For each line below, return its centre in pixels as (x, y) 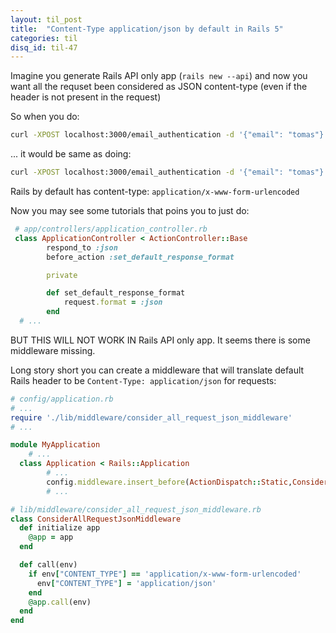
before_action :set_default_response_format (140, 257)
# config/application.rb (62, 399)
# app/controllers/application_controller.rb (111, 229)
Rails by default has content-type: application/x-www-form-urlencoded (155, 191)
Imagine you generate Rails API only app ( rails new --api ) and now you (159, 76)
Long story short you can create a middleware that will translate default (157, 370)
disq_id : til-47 (44, 47)
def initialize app (60, 528)
